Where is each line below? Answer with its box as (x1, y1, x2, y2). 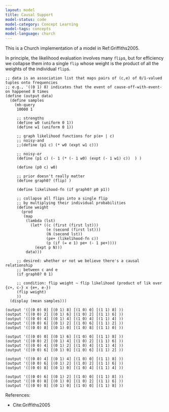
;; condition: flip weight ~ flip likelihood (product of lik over (16, 281, 162, 286)
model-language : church (5, 31, 56, 36)
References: (5, 392, 30, 398)
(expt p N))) (35, 245, 62, 250)
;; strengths (16, 116, 44, 121)
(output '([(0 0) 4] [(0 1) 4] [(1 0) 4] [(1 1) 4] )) (5, 316, 124, 321)
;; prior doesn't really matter (16, 174, 85, 179)
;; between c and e (16, 267, 58, 272)
